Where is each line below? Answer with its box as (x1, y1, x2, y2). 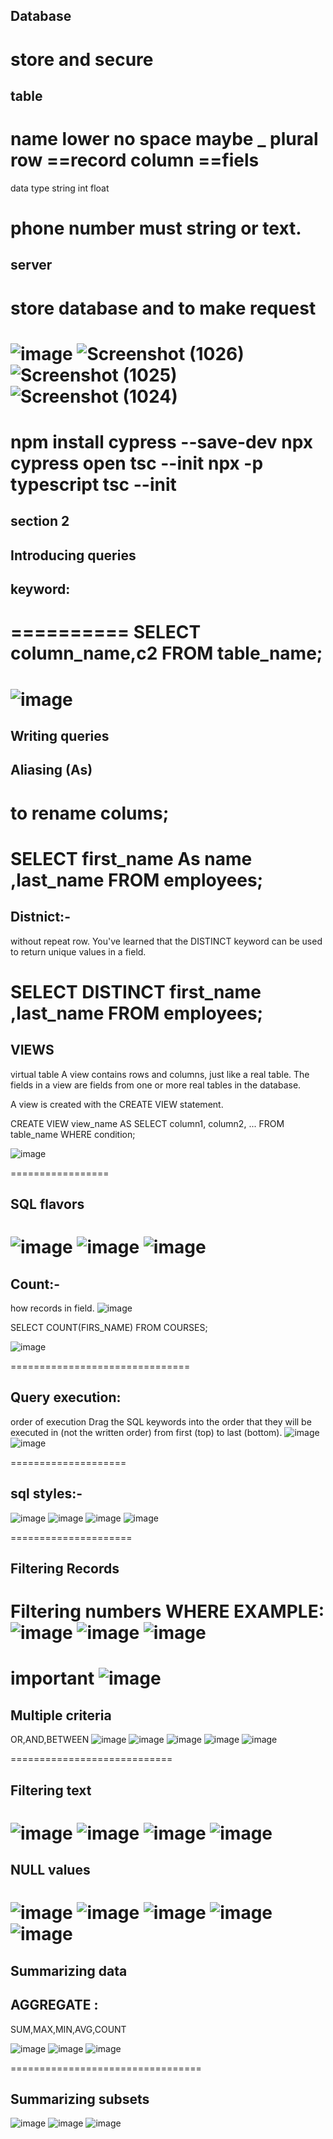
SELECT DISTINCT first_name (10, 980, 262, 1003)
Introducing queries (10, 547, 137, 564)
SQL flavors (10, 1195, 85, 1213)
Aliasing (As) (10, 762, 93, 779)
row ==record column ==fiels (10, 149, 260, 172)
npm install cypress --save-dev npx (10, 431, 314, 454)
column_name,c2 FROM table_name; (10, 642, 323, 665)
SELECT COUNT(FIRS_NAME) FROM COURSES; (10, 1321, 208, 1333)
